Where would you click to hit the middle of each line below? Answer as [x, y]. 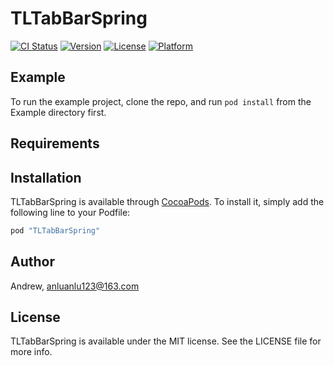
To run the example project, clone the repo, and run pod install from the [161, 101]
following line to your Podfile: [70, 212]
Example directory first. [58, 112]
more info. [31, 352]
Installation [46, 177]
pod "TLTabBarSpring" [55, 230]
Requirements [55, 143]
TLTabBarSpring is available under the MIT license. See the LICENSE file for [166, 341]
